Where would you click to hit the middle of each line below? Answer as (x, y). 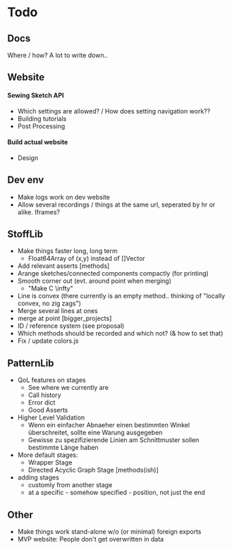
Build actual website (38, 142)
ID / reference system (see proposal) (71, 326)
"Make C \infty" (50, 288)
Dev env (26, 180)
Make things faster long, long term (67, 251)
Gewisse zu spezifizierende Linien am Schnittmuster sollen (114, 440)
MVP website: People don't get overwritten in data (91, 539)
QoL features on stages (51, 380)
